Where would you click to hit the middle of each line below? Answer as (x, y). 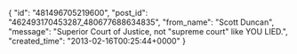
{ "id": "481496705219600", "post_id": (78, 13)
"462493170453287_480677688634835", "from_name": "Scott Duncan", (141, 22)
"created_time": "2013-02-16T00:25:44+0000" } (97, 41)
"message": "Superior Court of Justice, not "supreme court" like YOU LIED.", (148, 31)
